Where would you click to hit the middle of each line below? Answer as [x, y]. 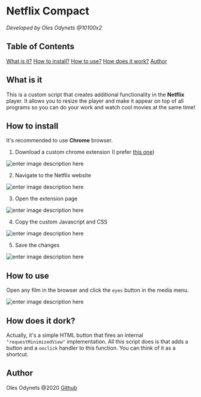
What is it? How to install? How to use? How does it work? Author [87, 61]
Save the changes [37, 245]
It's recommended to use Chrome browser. [59, 141]
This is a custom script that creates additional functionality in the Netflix [95, 94]
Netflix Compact [48, 11]
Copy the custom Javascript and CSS [61, 222]
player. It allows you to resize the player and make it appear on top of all [95, 101]
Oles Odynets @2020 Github [42, 387]
